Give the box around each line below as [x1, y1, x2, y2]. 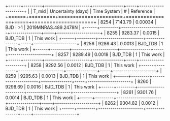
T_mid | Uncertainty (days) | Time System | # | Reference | [33, 8, 155, 14]
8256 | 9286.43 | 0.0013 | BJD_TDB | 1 [83, 41, 163, 46]
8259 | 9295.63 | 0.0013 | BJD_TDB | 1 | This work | [5, 73, 112, 79]
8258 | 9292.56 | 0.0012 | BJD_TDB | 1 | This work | [30, 62, 138, 68]
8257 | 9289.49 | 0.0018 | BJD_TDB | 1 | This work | [58, 51, 165, 57]
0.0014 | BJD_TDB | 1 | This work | [5, 95, 76, 101]
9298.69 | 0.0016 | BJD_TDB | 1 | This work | [5, 84, 97, 89]
